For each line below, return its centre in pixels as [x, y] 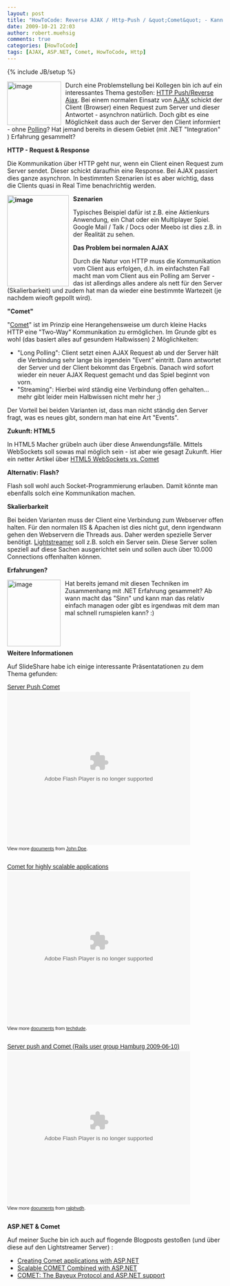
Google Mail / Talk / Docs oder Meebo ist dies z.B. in [147, 227]
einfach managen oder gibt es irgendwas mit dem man [143, 605]
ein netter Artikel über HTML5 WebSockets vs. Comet [83, 459]
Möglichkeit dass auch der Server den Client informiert [143, 122]
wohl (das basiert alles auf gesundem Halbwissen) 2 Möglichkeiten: [103, 339]
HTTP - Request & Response [49, 150]
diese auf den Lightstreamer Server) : [60, 1247]
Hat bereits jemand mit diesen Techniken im [127, 583]
